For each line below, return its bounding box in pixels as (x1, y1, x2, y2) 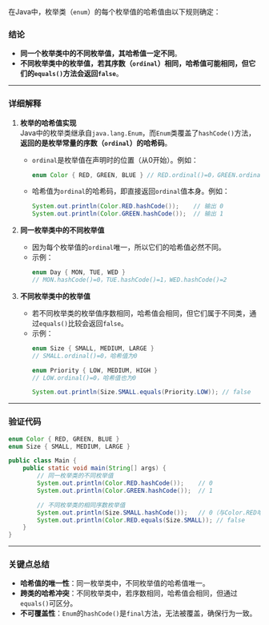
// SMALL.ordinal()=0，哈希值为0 (31, 352, 138, 360)
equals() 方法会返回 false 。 (34, 69, 123, 79)
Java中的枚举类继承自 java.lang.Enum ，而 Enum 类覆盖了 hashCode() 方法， (19, 127, 256, 138)
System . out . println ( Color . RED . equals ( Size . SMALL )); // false (37, 516, 246, 524)
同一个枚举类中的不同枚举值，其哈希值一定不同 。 (19, 49, 182, 58)
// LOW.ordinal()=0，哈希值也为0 (31, 373, 136, 382)
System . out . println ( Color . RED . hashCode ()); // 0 (37, 479, 214, 487)
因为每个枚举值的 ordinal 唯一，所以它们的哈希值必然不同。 (31, 243, 226, 252)
